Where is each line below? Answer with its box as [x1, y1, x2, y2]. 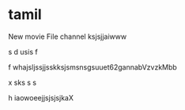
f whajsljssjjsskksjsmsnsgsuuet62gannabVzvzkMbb [8, 62, 178, 72]
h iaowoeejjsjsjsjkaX [8, 93, 74, 102]
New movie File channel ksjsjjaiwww [8, 32, 127, 41]
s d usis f [8, 47, 38, 56]
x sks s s [8, 78, 37, 87]
